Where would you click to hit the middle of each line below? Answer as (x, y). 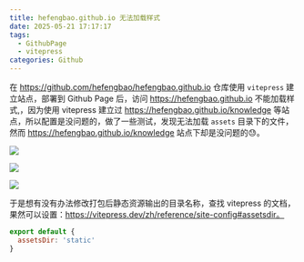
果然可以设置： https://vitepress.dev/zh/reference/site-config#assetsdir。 (147, 214)
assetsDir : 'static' (56, 240)
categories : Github (46, 60)
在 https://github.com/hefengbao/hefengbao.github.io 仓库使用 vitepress (147, 87)
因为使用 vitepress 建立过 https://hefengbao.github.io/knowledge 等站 (158, 110)
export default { (42, 232)
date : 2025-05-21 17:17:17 (61, 26)
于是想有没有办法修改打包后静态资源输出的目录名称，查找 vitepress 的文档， (152, 203)
